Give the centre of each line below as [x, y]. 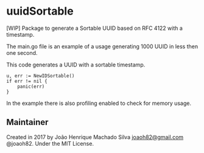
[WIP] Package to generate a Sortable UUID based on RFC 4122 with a [94, 28]
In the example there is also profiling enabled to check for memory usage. [99, 103]
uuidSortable [40, 11]
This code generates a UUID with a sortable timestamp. [76, 65]
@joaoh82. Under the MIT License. [50, 143]
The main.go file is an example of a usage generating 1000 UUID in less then [102, 46]
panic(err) [31, 87]
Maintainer [27, 122]
